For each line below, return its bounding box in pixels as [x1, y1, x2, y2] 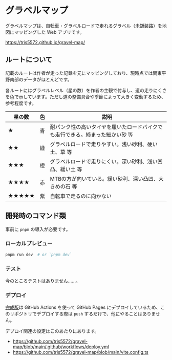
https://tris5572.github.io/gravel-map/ [5, 39, 85, 45]
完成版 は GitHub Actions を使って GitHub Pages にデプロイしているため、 [5, 304, 161, 310]
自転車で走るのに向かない [50, 193, 112, 200]
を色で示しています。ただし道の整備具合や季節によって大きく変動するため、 [5, 93, 166, 100]
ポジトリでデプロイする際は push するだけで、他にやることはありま [14, 311, 156, 317]
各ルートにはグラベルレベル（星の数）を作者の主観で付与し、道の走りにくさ [5, 87, 167, 93]
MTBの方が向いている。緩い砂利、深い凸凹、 [50, 175, 159, 182]
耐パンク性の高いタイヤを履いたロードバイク [50, 123, 158, 131]
